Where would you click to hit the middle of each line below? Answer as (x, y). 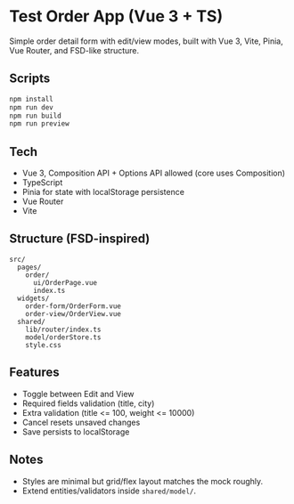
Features (34, 373)
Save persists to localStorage (76, 431)
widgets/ (33, 298)
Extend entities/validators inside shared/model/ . (109, 491)
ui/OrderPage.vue (65, 282)
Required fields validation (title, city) (88, 403)
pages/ (29, 267)
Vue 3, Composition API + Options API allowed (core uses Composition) (154, 173)
